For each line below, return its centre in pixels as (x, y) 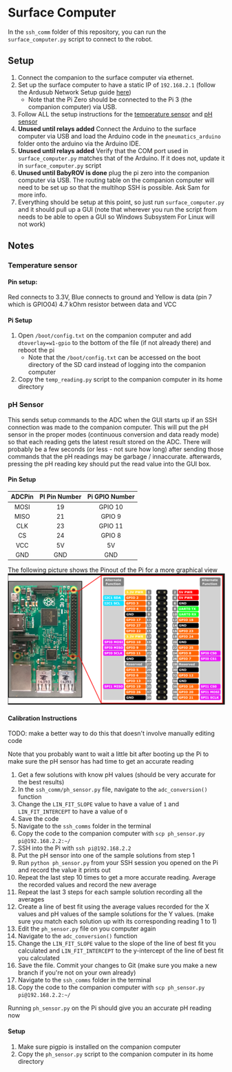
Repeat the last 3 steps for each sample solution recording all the (110, 892)
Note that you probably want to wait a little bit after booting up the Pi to (108, 754)
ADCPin (22, 497)
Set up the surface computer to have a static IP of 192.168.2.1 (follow (117, 85)
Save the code (38, 819)
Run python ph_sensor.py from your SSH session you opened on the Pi (118, 863)
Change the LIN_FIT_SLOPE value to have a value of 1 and (98, 804)
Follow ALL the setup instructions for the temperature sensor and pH (115, 114)
